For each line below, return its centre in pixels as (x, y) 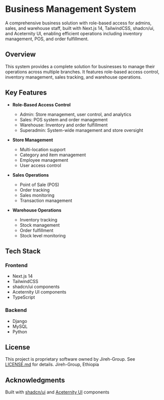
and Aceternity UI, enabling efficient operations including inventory (74, 33)
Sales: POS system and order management (64, 119)
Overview (21, 54)
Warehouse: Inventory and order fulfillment (64, 125)
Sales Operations (31, 175)
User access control (40, 165)
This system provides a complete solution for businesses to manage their (80, 66)
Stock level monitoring (43, 235)
